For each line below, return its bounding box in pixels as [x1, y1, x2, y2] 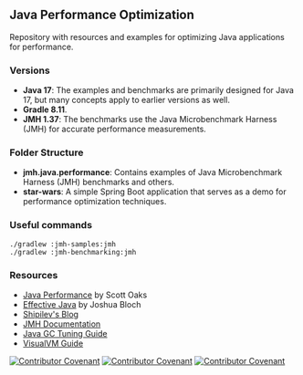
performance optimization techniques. [22, 196, 167, 207]
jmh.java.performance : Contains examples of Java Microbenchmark [22, 167, 283, 178]
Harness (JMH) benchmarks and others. [22, 177, 175, 188]
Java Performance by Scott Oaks [22, 289, 148, 300]
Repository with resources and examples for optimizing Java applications [9, 31, 285, 42]
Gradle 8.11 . [22, 104, 68, 115]
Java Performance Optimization [9, 7, 194, 23]
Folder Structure [9, 146, 84, 159]
